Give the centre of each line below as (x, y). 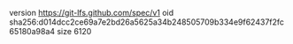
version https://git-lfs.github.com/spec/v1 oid (92, 13)
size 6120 (74, 31)
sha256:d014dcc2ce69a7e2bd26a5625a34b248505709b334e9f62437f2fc (147, 22)
